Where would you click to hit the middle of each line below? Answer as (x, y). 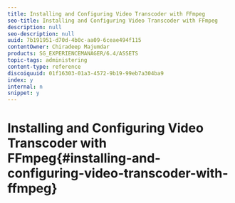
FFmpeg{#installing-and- (84, 159)
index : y (20, 80)
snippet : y (23, 93)
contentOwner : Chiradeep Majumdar (59, 47)
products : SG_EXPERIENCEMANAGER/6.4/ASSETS (73, 54)
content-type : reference (44, 67)
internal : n (25, 87)
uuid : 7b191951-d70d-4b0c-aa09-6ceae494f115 (74, 40)
